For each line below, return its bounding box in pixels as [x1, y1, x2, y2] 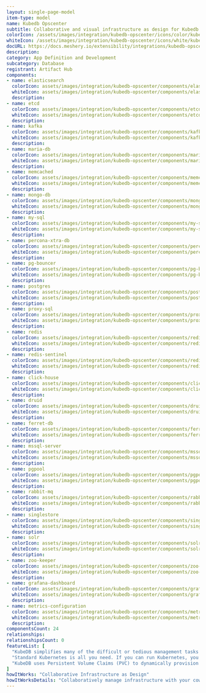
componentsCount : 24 [6, 626, 59, 632]
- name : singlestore [6, 511, 59, 518]
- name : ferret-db [6, 420, 53, 426]
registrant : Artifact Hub [6, 66, 72, 72]
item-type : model [6, 15, 51, 21]
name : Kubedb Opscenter [6, 20, 67, 26]
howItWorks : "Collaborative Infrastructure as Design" [6, 671, 150, 678]
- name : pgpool [6, 466, 45, 472]
